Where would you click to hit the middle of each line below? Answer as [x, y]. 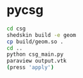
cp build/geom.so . [35, 41]
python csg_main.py [35, 54]
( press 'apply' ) [30, 68]
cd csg [16, 29]
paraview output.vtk [37, 61]
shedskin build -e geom [41, 35]
